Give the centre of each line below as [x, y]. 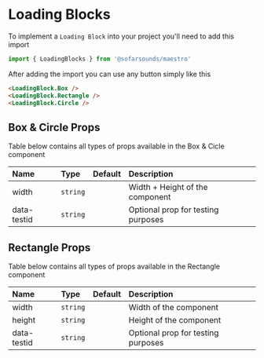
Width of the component [173, 308]
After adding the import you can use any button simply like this [110, 74]
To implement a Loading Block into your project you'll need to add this [121, 36]
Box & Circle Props [54, 127]
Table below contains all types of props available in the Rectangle [114, 267]
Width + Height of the [168, 188]
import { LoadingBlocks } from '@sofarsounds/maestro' [100, 59]
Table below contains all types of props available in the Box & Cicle [117, 146]
